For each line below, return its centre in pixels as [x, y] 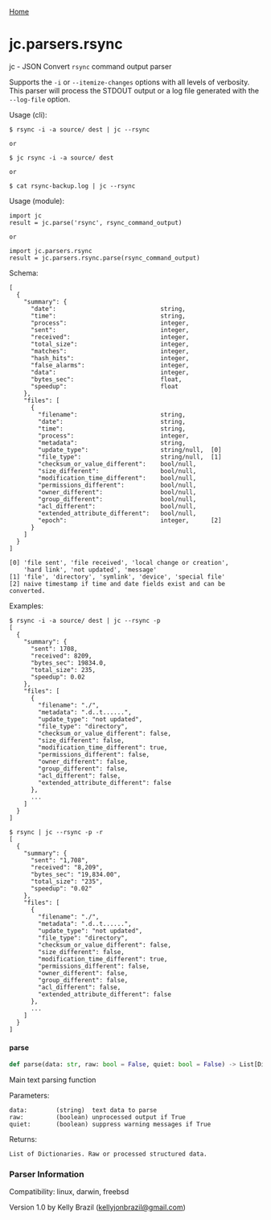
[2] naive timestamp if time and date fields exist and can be [117, 583]
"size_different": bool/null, [117, 471]
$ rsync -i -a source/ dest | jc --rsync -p [85, 620]
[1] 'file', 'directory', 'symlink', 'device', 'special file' [117, 577]
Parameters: [29, 1096]
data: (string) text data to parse [83, 1110]
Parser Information [47, 1174]
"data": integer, [110, 372]
